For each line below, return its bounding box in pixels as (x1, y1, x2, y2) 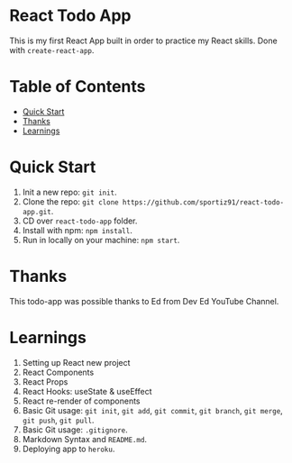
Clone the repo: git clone (22, 195, 119, 207)
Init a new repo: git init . (22, 186, 117, 197)
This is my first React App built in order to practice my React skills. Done (9, 35, 278, 46)
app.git (22, 207, 51, 216)
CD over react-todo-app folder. (22, 215, 138, 226)
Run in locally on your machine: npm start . (22, 234, 180, 245)
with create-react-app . (9, 44, 95, 55)
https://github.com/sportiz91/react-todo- (122, 197, 285, 207)
